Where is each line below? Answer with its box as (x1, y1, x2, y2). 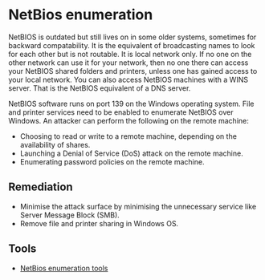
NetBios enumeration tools (19, 263, 108, 273)
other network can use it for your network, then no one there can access (8, 58, 249, 67)
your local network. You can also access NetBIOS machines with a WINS (8, 75, 249, 84)
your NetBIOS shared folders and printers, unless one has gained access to (8, 66, 258, 75)
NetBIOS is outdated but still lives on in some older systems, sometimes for (8, 32, 257, 42)
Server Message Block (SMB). (19, 210, 120, 220)
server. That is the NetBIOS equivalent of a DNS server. (8, 83, 191, 93)
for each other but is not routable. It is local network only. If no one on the (8, 49, 252, 59)
